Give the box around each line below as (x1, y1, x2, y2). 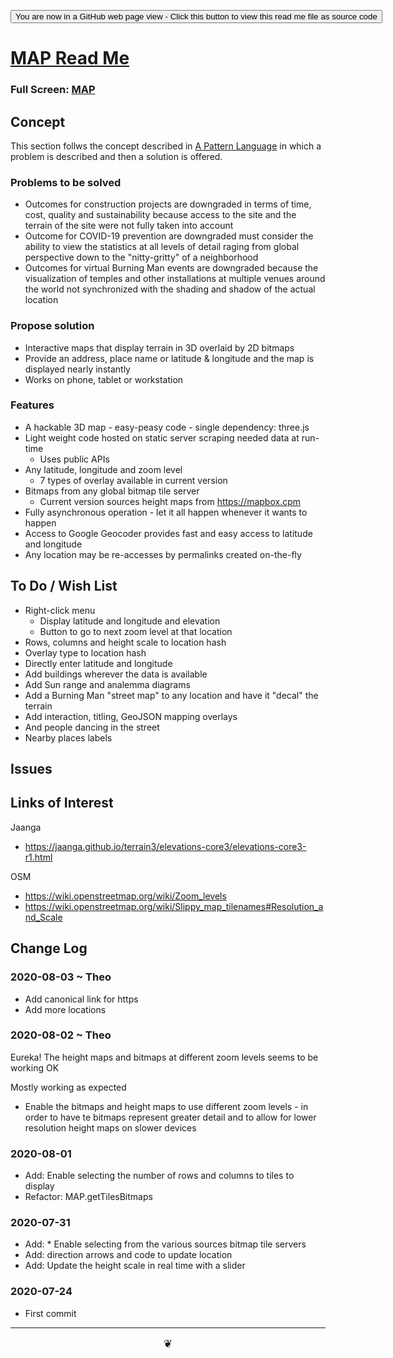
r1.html (24, 851, 53, 863)
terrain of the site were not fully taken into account (24, 220, 234, 232)
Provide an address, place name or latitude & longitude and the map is (24, 352, 315, 364)
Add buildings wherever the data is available (24, 668, 208, 680)
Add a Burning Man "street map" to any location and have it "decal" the (24, 689, 319, 701)
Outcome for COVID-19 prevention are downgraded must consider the (24, 230, 314, 242)
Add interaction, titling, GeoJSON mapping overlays (24, 710, 238, 722)
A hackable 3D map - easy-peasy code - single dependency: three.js (24, 421, 310, 433)
